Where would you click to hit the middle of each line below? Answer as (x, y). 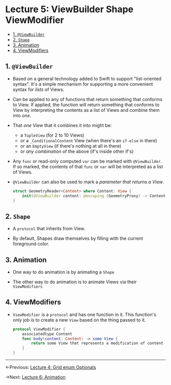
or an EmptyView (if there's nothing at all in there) (71, 146)
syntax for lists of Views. (38, 89)
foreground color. (31, 244)
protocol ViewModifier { (39, 329)
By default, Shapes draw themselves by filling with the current (78, 238)
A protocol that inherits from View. (49, 229)
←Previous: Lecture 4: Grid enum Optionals (51, 367)
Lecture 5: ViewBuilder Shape (69, 9)
